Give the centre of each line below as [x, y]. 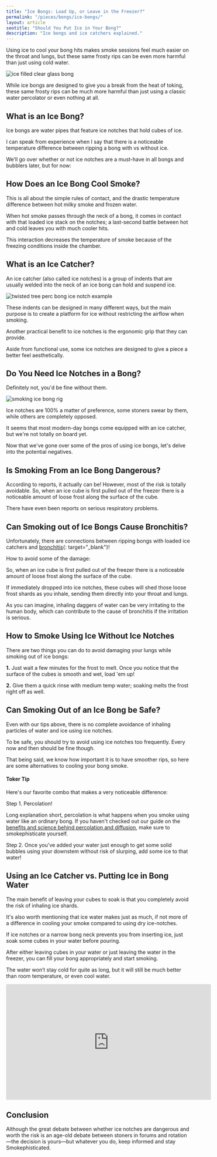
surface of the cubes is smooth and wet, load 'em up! [70, 674]
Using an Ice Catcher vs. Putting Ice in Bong [87, 876]
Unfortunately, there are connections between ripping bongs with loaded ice [98, 541]
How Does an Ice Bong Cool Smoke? [73, 184]
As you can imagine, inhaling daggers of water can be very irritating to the [96, 605]
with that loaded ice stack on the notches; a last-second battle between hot [97, 222]
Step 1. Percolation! [29, 803]
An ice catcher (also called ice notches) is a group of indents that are [89, 278]
